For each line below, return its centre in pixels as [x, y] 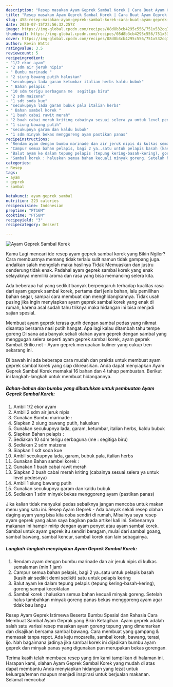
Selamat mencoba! [26, 680]
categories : [18, 163]
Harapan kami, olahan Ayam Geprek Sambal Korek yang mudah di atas [81, 663]
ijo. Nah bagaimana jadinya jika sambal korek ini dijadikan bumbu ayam [81, 642]
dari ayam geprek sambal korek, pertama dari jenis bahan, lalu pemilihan [82, 291]
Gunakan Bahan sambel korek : [46, 461]
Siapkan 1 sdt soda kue [37, 451]
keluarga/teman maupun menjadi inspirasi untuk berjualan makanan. [78, 674]
